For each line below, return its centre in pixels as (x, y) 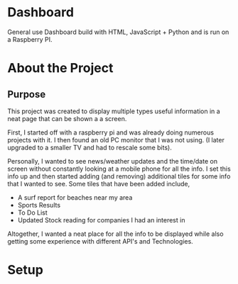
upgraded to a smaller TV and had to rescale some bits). (90, 147)
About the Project (60, 68)
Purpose (27, 94)
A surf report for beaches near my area (75, 197)
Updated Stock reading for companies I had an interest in (101, 220)
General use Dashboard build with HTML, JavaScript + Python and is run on (118, 32)
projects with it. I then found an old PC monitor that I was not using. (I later (116, 140)
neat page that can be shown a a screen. (67, 118)
